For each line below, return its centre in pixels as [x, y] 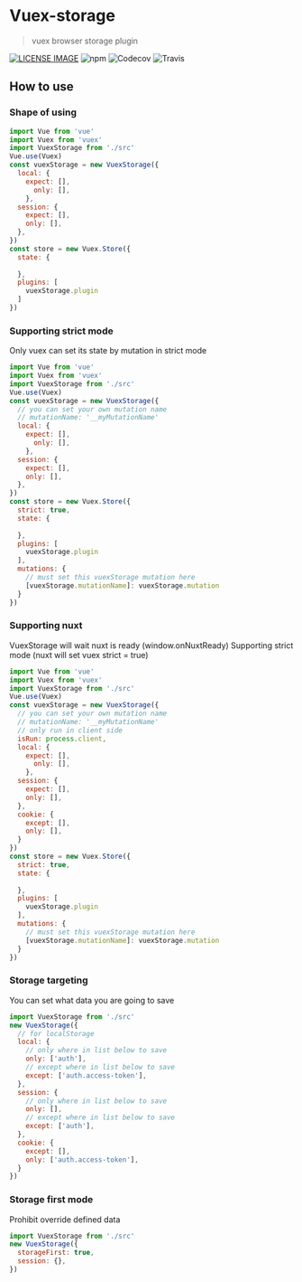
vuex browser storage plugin [84, 41]
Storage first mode [51, 1200]
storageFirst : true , [56, 1253]
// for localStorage [56, 1033]
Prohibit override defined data [65, 1219]
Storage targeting [49, 980]
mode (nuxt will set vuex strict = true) [79, 655]
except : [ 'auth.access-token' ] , [86, 1075]
